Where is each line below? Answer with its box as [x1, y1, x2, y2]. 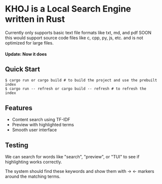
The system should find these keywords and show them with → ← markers [5, 168, 154, 174]
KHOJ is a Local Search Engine [5, 3, 131, 15]
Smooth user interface [12, 127, 57, 133]
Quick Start [5, 65, 40, 73]
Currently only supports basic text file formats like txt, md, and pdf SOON [5, 30, 152, 35]
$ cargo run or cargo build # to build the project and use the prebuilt [5, 78, 158, 83]
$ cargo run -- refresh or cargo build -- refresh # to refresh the [5, 86, 146, 92]
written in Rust [5, 14, 65, 25]
